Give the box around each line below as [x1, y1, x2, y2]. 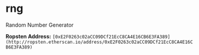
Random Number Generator [5, 21, 74, 28]
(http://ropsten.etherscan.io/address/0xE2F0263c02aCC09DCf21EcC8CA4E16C [5, 39, 194, 45]
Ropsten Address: [5, 33, 51, 40]
